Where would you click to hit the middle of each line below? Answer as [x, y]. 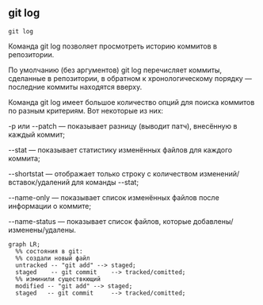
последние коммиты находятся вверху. [75, 87]
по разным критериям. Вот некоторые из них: [86, 110]
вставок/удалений [39, 182]
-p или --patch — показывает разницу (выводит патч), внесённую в [123, 125]
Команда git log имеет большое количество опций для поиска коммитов [131, 102]
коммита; [25, 158]
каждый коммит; [37, 134]
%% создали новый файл [53, 258]
